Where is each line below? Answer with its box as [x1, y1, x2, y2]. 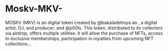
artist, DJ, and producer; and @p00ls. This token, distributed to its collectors [5, 24, 163, 30]
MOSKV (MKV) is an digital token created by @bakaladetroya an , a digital [5, 19, 157, 25]
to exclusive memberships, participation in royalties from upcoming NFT [5, 35, 154, 41]
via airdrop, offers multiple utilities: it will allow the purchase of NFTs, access [5, 30, 163, 36]
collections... [5, 40, 31, 46]
